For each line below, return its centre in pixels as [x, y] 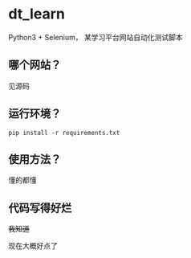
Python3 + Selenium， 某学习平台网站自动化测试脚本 [95, 37]
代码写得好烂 [40, 208]
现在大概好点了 [33, 246]
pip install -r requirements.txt [64, 133]
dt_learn [37, 14]
